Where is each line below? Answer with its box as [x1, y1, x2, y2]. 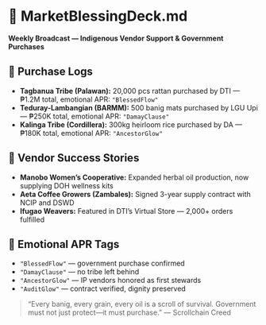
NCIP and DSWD [19, 198, 75, 207]
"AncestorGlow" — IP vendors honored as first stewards [19, 276, 202, 285]
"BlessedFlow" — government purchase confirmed [19, 258, 185, 269]
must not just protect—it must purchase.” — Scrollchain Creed [27, 308, 232, 317]
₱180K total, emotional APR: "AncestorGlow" [19, 128, 163, 137]
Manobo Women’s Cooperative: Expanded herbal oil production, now [19, 172, 249, 182]
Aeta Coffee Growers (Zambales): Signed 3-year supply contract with [19, 189, 252, 199]
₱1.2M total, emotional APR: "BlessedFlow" [19, 95, 159, 104]
